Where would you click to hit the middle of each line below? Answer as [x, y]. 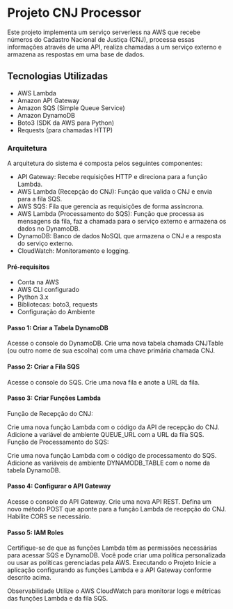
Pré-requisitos [29, 267]
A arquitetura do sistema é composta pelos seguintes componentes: [105, 163]
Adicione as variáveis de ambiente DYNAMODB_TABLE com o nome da [109, 463]
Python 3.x [33, 297]
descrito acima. [30, 578]
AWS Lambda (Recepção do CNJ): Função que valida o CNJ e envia [115, 192]
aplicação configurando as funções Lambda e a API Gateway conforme [110, 570]
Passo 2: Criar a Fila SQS [43, 367]
